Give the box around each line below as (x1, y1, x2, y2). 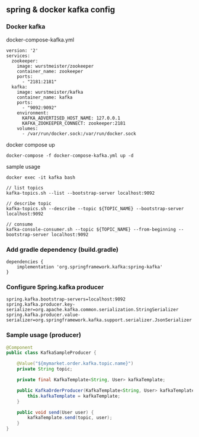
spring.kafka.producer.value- (6, 312, 81, 318)
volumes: (17, 125, 38, 131)
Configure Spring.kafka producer (6, 283, 104, 291)
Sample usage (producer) (6, 331, 82, 339)
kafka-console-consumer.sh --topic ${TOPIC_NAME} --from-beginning (6, 226, 176, 232)
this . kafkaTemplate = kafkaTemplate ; (27, 393, 120, 399)
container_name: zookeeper (17, 68, 84, 74)
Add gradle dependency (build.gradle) (6, 245, 118, 254)
